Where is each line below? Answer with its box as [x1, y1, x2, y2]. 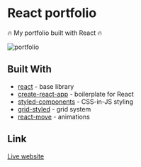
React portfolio [7, 5, 97, 21]
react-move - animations [17, 112, 90, 121]
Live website [7, 151, 45, 161]
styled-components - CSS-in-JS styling [17, 97, 133, 106]
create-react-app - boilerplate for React [17, 90, 134, 98]
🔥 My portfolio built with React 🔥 [7, 28, 103, 37]
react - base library [17, 82, 74, 90]
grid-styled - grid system [17, 104, 91, 113]
